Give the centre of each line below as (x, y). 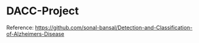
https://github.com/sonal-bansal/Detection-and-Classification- (114, 27)
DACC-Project (43, 11)
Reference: (20, 27)
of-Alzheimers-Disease (35, 33)
